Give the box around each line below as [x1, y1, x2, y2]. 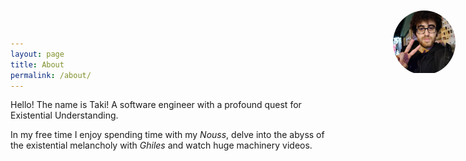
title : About [10, 59, 65, 70]
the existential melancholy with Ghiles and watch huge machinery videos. [10, 139, 313, 152]
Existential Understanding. [10, 109, 119, 122]
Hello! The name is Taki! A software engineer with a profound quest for [10, 99, 302, 111]
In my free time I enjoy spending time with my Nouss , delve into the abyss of [10, 129, 325, 141]
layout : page [10, 49, 65, 59]
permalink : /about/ [10, 70, 92, 80]
